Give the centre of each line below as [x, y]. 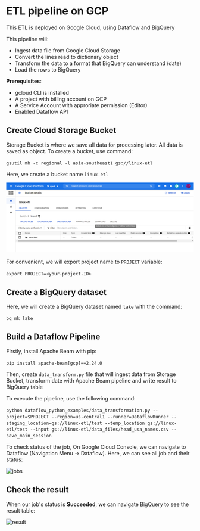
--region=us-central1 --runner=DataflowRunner [110, 417]
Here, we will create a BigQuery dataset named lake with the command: [94, 307]
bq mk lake [20, 319]
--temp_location [125, 423]
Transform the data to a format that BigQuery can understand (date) [98, 63]
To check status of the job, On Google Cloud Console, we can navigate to [96, 447]
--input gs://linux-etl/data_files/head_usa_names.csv [99, 429]
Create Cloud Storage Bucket [61, 130]
